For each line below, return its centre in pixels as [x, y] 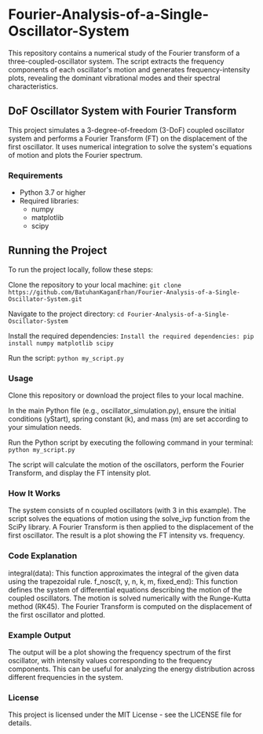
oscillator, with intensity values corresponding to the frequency [110, 661]
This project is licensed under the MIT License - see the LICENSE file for [125, 715]
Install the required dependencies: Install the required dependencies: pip [131, 336]
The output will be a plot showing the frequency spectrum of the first [120, 652]
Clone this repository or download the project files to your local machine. [126, 395]
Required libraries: [49, 201]
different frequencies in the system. [66, 677]
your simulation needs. [45, 428]
